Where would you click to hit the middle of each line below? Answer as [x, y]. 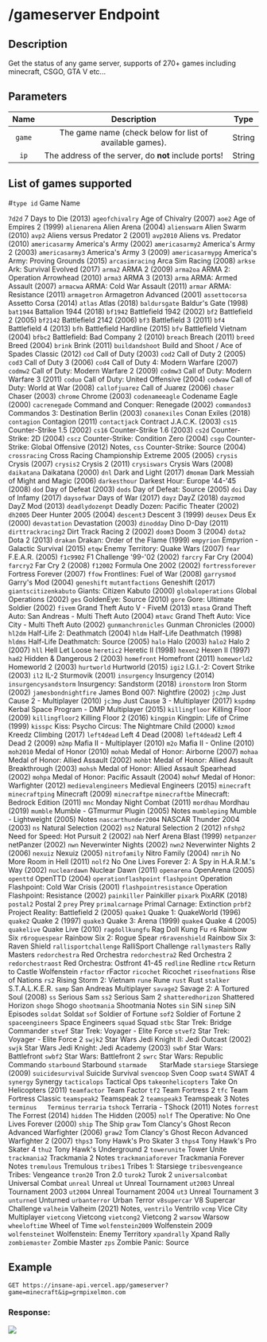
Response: [29, 1313]
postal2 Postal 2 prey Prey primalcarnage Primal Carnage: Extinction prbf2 [130, 904]
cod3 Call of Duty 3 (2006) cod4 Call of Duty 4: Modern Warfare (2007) [123, 362]
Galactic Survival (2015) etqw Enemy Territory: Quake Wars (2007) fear [124, 548]
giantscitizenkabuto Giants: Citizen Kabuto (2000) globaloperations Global [132, 590]
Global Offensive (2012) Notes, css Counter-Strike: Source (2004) [138, 447]
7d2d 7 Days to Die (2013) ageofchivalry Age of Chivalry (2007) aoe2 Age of [132, 218]
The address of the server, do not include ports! [134, 155]
